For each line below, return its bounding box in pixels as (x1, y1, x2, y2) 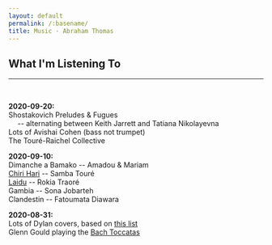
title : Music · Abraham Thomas (8, 27, 114, 35)
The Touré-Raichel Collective (8, 136, 105, 146)
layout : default (8, 11, 63, 20)
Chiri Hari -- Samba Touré (8, 169, 95, 179)
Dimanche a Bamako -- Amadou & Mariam (8, 160, 150, 170)
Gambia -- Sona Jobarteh (8, 186, 94, 196)
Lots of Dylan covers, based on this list (8, 219, 138, 229)
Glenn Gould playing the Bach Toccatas (8, 227, 140, 237)
